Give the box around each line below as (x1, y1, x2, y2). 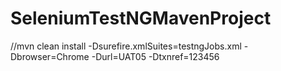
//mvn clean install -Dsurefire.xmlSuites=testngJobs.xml (10, 40, 242, 52)
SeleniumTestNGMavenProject (10, 7, 272, 30)
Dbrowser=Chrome (10, 50, 90, 62)
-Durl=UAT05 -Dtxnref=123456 (91, 50, 220, 62)
